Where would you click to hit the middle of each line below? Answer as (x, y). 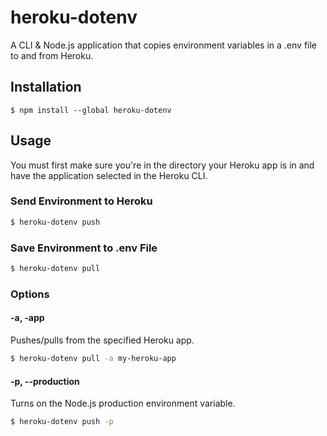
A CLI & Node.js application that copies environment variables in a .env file (164, 45)
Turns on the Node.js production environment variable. (123, 403)
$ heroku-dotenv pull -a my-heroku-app (93, 359)
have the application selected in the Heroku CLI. (109, 175)
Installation (46, 87)
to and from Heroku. (52, 55)
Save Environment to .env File (84, 248)
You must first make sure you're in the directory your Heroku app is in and (162, 165)
